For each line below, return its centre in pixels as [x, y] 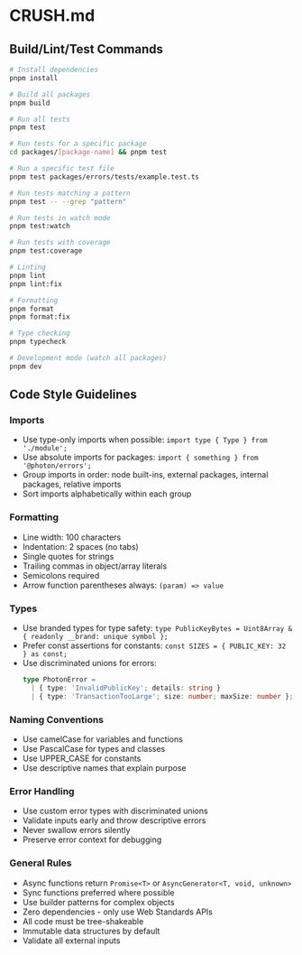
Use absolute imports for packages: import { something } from [140, 458]
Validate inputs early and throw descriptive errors [114, 821]
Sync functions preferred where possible [98, 892]
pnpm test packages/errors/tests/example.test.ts [105, 177]
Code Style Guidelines [73, 395]
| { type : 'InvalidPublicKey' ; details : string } [126, 688]
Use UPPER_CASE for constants [82, 758]
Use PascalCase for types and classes [94, 748]
